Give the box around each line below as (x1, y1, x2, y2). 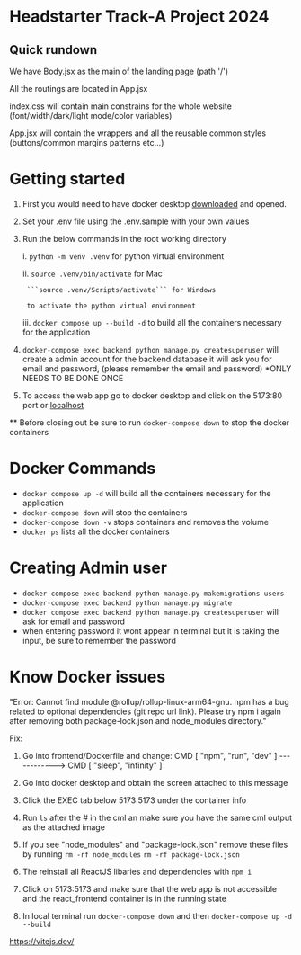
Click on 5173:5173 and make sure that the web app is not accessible (22, 883, 277, 894)
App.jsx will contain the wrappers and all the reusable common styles (9, 128, 267, 138)
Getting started (9, 169, 126, 190)
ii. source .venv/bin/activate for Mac (22, 268, 164, 279)
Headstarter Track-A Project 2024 (9, 6, 270, 27)
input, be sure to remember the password (22, 635, 177, 646)
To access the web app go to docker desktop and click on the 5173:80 (22, 389, 283, 401)
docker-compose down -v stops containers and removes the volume (22, 516, 270, 527)
